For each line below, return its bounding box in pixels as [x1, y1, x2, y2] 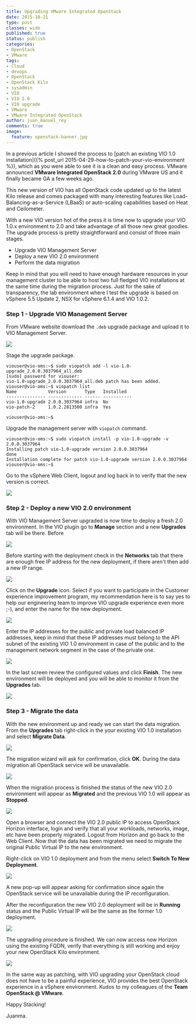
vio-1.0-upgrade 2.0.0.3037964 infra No [6, 399, 109, 405]
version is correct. [6, 479, 50, 486]
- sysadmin [6, 85, 33, 91]
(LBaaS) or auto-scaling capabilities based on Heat [65, 199, 188, 206]
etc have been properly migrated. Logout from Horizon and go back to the [6, 831, 185, 838]
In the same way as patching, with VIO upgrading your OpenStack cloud [6, 971, 180, 978]
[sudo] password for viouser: [6, 374, 80, 379]
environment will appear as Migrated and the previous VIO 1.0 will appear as [6, 790, 190, 797]
